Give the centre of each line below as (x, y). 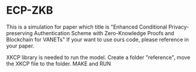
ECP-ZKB (30, 10)
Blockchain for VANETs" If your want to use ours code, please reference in (97, 39)
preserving (19, 33)
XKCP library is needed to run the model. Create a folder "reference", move (98, 57)
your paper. (20, 46)
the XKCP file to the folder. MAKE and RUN (59, 64)
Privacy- (179, 27)
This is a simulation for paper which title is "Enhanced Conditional (87, 27)
